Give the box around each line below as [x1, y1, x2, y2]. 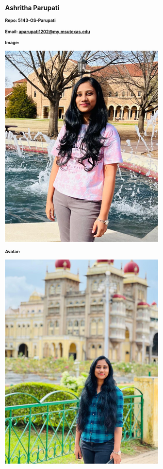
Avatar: [5, 248, 20, 254]
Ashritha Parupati [5, 4, 60, 12]
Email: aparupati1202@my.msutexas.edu [5, 29, 91, 35]
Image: [5, 40, 19, 46]
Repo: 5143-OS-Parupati [5, 17, 56, 23]
